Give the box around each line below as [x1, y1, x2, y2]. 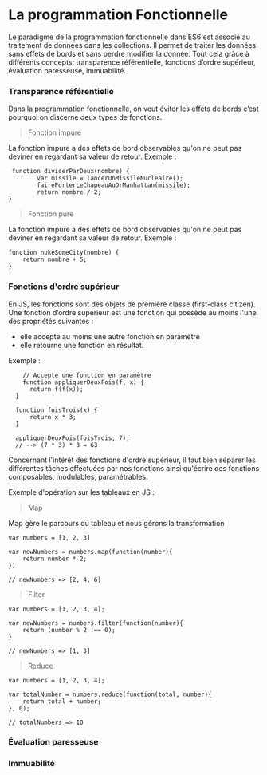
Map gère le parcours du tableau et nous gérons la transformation [8, 518, 225, 528]
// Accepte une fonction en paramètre [22, 371, 151, 379]
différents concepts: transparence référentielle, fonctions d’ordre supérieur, [8, 57, 257, 67]
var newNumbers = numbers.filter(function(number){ [8, 619, 183, 627]
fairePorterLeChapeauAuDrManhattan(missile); [37, 181, 191, 189]
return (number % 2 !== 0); [22, 626, 116, 634]
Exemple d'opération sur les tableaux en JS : [8, 487, 155, 496]
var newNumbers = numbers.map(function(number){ [8, 548, 173, 556]
